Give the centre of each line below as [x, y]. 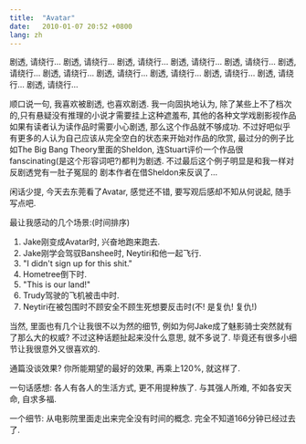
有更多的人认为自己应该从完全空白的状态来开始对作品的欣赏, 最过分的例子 [148, 139]
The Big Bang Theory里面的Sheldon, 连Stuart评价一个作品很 [130, 150]
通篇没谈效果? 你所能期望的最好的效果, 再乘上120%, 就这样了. [125, 368]
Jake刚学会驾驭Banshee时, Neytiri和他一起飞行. [112, 253]
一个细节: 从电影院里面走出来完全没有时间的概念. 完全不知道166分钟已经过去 [153, 418]
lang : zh [26, 35]
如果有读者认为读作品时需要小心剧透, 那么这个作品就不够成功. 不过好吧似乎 [150, 127]
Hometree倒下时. [54, 274]
